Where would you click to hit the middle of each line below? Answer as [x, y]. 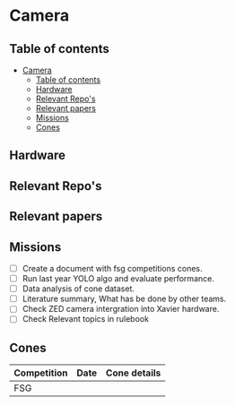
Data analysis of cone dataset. [78, 289]
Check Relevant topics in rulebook [86, 319]
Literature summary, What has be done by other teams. [124, 299]
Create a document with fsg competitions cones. [113, 268]
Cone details [134, 373]
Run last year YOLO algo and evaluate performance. [118, 279]
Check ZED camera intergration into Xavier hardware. [121, 309]
